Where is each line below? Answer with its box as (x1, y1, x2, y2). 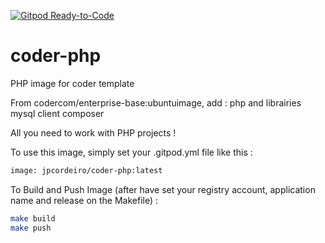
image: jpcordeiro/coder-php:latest (10, 165, 163, 175)
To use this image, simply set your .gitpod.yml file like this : (10, 146, 253, 158)
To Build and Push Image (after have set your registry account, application (10, 183, 316, 195)
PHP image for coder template (10, 77, 135, 89)
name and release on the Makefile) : (10, 194, 159, 206)
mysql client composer (10, 107, 105, 119)
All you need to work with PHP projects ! (10, 126, 177, 139)
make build (10, 213, 56, 224)
